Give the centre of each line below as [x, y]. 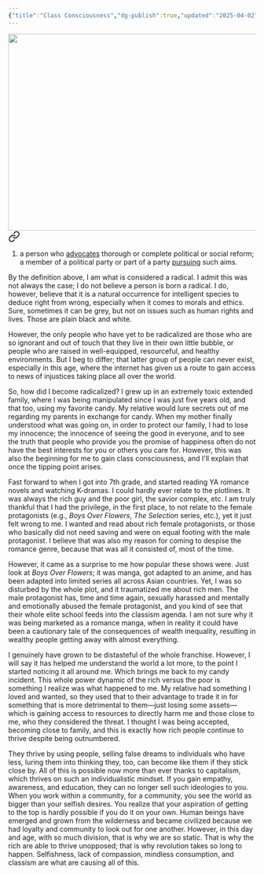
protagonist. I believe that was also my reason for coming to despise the [125, 540]
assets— [223, 705]
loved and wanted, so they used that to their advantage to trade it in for [123, 696]
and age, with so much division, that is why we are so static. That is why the [131, 837]
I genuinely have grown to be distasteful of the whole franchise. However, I [129, 654]
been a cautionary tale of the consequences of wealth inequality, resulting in [132, 631]
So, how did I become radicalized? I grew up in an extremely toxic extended [130, 391]
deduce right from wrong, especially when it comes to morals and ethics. [126, 302]
